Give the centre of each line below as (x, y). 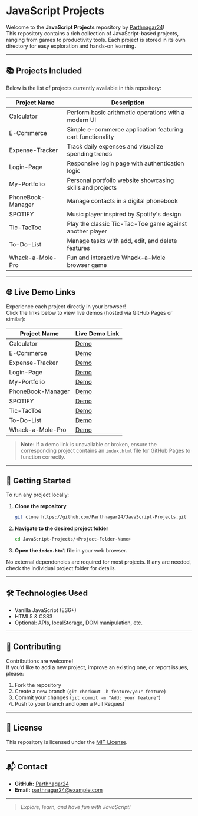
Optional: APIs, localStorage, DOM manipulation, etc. (79, 623)
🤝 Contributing (34, 647)
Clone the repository (40, 506)
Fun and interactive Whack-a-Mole (116, 258)
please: (15, 673)
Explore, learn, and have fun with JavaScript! (75, 807)
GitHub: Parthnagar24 (42, 784)
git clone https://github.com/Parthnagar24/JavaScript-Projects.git (100, 517)
